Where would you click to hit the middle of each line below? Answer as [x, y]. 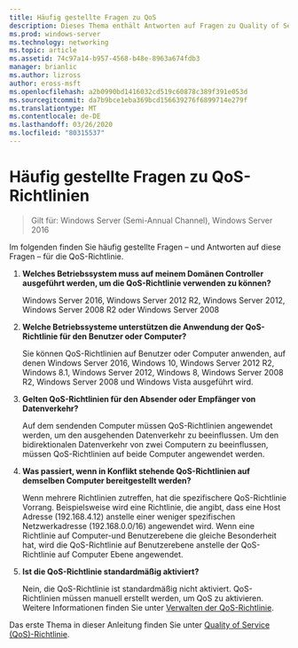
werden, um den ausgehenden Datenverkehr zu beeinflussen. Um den [150, 435]
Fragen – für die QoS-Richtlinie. [67, 256]
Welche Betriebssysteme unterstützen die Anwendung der [133, 327]
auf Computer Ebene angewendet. [120, 554]
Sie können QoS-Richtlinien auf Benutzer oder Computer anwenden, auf [154, 353]
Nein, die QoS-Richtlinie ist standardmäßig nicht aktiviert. [127, 589]
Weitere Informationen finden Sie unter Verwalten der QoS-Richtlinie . [148, 607]
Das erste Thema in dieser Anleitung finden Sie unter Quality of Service [140, 624]
